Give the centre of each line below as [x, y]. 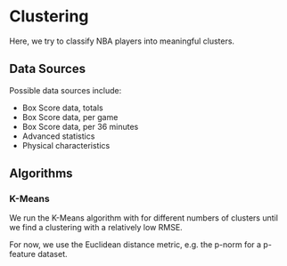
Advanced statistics [58, 136]
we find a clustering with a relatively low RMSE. [96, 228]
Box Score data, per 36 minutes [80, 126]
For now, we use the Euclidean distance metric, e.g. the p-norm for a [135, 245]
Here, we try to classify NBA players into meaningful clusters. [122, 41]
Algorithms [41, 174]
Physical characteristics [66, 145]
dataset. [53, 254]
